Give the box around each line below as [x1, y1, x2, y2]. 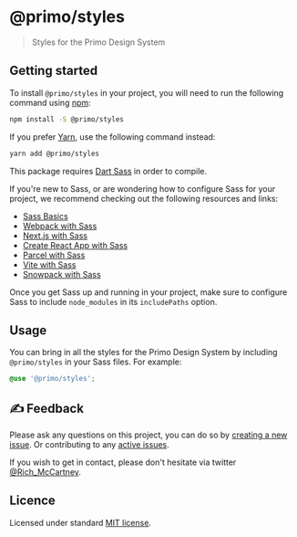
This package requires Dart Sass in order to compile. [9, 165, 208, 176]
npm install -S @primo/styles [9, 114, 125, 124]
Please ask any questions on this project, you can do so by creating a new [9, 429, 288, 440]
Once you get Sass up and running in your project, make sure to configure [9, 286, 288, 298]
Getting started [9, 63, 98, 79]
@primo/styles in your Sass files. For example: [9, 356, 182, 367]
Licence [9, 493, 56, 509]
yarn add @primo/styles [9, 149, 100, 158]
